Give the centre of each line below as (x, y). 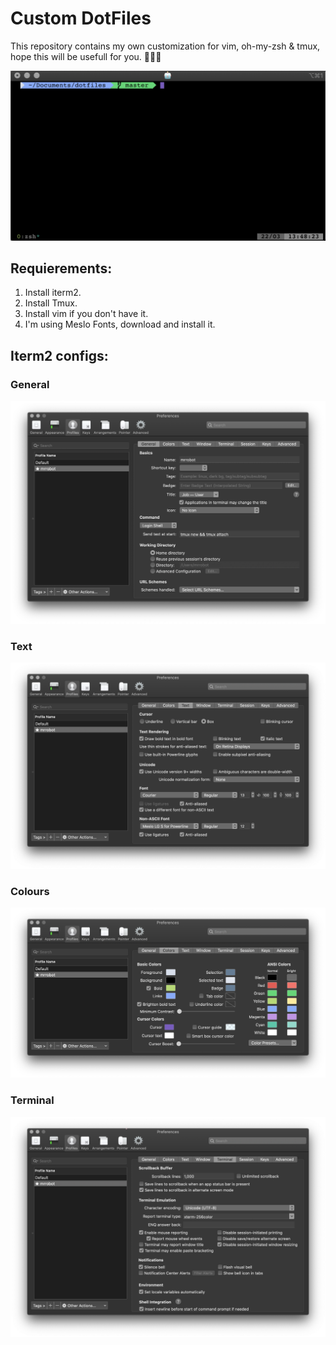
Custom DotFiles (81, 18)
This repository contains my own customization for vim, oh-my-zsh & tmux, (165, 46)
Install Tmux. (51, 303)
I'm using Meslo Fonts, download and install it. (120, 324)
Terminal (32, 1100)
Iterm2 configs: (59, 355)
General (30, 384)
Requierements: (61, 268)
